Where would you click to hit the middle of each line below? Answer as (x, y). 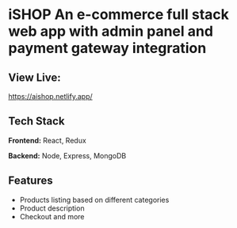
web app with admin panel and (111, 31)
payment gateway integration (107, 48)
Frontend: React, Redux (48, 140)
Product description (52, 208)
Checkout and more (52, 216)
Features (31, 181)
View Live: (34, 77)
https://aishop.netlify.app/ (50, 96)
